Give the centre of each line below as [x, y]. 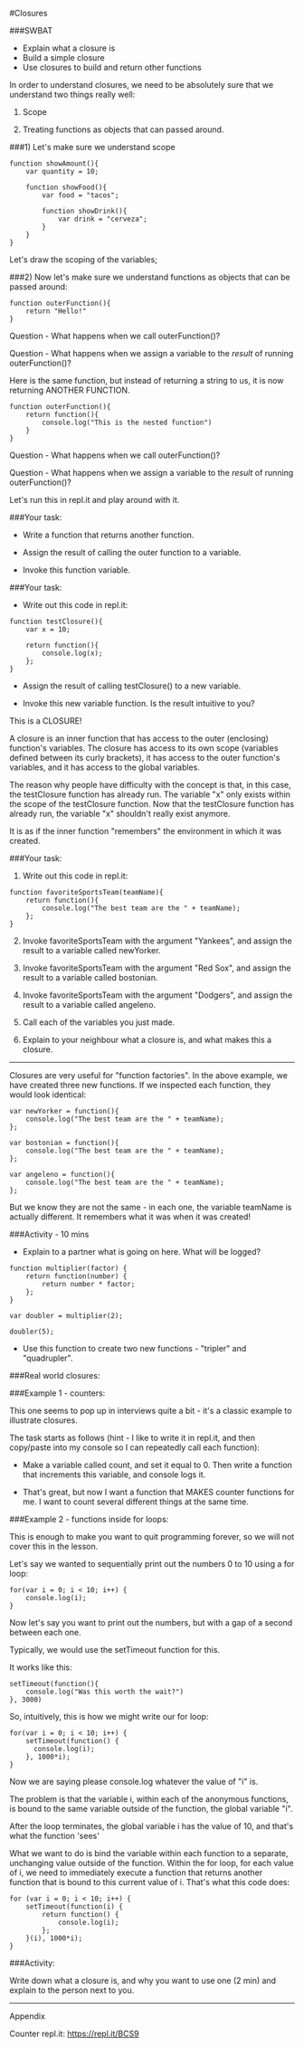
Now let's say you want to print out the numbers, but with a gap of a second [151, 1622]
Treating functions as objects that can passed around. [123, 129]
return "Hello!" [57, 311]
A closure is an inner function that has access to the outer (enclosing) [139, 738]
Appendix [27, 2016]
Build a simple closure [64, 57]
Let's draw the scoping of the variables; [84, 260]
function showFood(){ [66, 187]
